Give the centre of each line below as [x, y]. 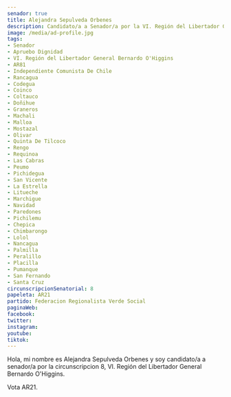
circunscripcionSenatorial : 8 [51, 289]
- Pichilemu [24, 218]
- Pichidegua [26, 173]
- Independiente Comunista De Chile [59, 71]
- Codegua [21, 84]
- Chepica [21, 224]
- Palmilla [23, 250]
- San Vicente [27, 180]
